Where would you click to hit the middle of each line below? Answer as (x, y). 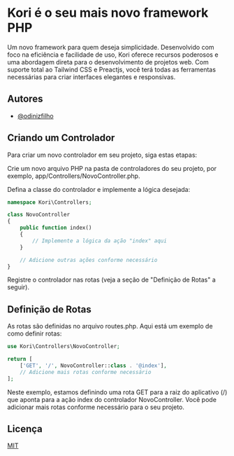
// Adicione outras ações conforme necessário (89, 260)
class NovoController (39, 215)
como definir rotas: (35, 333)
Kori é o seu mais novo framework (108, 13)
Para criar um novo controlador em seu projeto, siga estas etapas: (102, 155)
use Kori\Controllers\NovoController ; (64, 347)
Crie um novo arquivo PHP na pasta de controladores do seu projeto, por (112, 168)
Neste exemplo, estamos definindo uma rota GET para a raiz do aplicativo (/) (117, 392)
